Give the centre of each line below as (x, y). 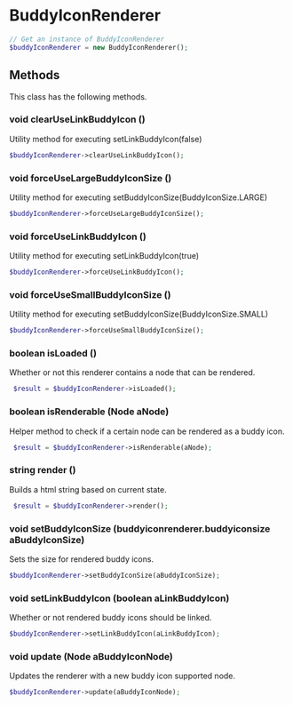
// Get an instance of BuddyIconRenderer (87, 39)
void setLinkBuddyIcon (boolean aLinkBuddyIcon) (119, 598)
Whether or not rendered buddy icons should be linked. (111, 618)
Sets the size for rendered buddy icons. (81, 559)
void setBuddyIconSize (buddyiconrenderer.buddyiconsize (140, 528)
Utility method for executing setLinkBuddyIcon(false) (106, 139)
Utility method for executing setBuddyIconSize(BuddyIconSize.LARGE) (139, 197)
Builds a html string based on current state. (88, 489)
